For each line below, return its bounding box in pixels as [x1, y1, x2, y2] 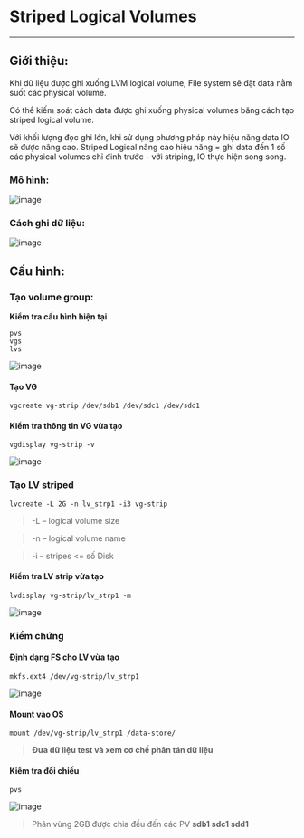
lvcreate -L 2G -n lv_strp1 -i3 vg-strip [9, 500, 168, 509]
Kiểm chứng [9, 629, 64, 642]
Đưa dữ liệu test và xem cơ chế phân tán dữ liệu [31, 745, 214, 756]
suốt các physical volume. [9, 87, 107, 98]
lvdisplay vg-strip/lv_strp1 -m [9, 591, 131, 600]
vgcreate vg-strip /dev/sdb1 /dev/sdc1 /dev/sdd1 [9, 401, 201, 411]
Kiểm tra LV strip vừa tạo [9, 571, 104, 582]
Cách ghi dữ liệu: [9, 216, 86, 229]
